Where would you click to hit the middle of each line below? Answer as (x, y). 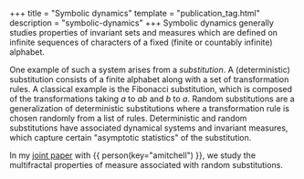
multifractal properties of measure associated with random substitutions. (146, 165)
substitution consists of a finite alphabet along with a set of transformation (149, 79)
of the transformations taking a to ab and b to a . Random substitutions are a (152, 99)
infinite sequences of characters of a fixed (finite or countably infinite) (141, 42)
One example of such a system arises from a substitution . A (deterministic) (150, 69)
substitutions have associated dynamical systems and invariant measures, (149, 128)
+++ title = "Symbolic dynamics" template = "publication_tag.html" (135, 13)
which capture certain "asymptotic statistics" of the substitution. (131, 137)
